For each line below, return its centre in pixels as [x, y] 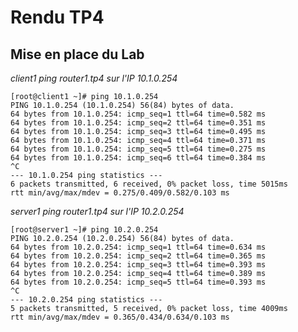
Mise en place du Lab [77, 54]
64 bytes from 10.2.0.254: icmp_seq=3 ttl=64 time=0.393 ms [138, 265]
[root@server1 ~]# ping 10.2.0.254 [84, 230]
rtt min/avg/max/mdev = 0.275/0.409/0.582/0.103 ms [120, 193]
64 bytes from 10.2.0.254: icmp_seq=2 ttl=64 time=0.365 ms [138, 256]
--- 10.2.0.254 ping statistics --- [86, 300]
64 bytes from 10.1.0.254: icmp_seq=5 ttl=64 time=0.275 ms [138, 149]
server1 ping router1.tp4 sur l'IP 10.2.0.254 [97, 211]
